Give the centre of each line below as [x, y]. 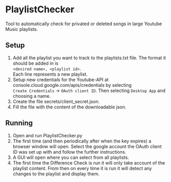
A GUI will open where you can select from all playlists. [71, 157]
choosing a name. [32, 96]
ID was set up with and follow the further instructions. [70, 152]
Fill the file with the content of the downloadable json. [70, 107]
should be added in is [35, 63]
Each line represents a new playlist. [50, 74]
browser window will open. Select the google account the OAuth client [87, 146]
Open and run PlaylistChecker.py [47, 135]
